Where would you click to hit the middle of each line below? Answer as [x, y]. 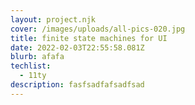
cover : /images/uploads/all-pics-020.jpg [98, 29]
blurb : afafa [37, 57]
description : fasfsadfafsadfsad [77, 85]
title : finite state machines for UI [89, 38]
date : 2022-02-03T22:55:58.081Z [77, 47]
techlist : [31, 66]
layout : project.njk [53, 19]
